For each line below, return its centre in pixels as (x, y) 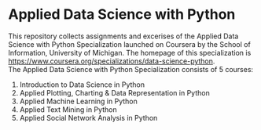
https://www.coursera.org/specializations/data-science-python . (112, 61)
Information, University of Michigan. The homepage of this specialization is (130, 52)
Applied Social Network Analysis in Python (88, 117)
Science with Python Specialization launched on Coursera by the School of (130, 44)
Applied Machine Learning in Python (78, 101)
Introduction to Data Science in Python (82, 85)
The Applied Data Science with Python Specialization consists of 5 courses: (131, 69)
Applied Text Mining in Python (68, 109)
